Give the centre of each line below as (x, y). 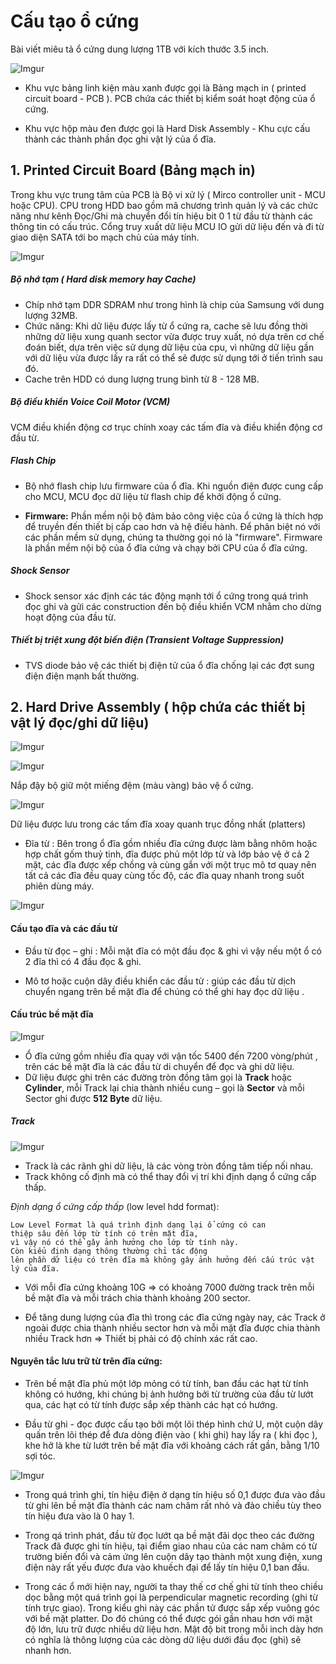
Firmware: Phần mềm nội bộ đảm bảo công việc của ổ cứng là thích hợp (174, 516)
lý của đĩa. (35, 1268)
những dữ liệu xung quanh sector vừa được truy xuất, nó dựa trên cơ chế (174, 336)
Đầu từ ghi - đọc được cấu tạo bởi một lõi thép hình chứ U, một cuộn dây (174, 1424)
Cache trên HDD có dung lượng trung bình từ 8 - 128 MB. (142, 379)
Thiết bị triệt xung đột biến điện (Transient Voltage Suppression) (147, 640)
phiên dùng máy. (59, 886)
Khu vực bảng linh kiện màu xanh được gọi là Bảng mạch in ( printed (165, 87)
